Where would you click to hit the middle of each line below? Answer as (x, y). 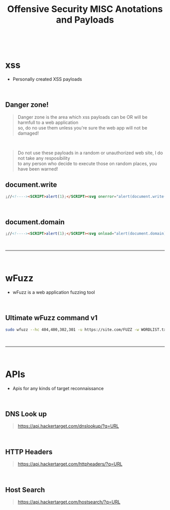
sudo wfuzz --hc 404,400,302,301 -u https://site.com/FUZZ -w (72, 329)
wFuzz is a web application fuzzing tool (54, 292)
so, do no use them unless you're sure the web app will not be (82, 127)
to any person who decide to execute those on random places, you (87, 163)
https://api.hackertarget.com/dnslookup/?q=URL (68, 426)
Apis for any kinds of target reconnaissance (58, 388)
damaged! (28, 133)
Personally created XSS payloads (47, 79)
